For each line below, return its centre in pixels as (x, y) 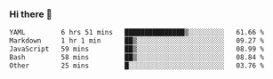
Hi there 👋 (31, 14)
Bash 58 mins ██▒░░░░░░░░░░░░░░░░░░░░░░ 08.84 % (137, 57)
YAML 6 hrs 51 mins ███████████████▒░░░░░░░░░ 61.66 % (137, 33)
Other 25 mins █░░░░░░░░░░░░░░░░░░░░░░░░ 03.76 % (137, 66)
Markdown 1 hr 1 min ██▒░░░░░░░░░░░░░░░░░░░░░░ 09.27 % (137, 41)
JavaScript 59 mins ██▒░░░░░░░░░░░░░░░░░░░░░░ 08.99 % (137, 49)
